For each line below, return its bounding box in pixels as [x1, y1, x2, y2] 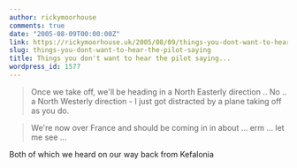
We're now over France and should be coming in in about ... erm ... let [30, 122, 285, 133]
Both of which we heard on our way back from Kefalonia [9, 149, 215, 159]
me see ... [30, 132, 67, 142]
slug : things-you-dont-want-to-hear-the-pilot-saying [9, 46, 212, 55]
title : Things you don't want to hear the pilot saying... [9, 54, 232, 63]
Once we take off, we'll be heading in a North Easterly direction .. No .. [30, 86, 287, 97]
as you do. [30, 105, 70, 116]
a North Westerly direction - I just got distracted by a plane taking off [30, 95, 282, 106]
